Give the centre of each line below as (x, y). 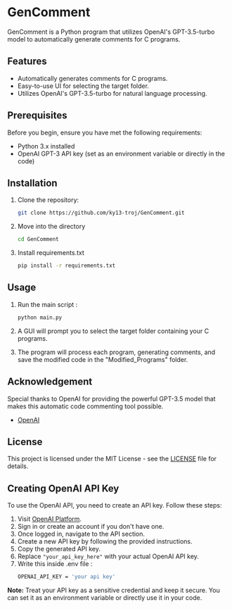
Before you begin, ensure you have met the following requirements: (105, 132)
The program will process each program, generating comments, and (116, 352)
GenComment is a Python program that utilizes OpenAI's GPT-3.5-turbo (111, 32)
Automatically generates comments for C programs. (92, 78)
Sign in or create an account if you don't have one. (91, 527)
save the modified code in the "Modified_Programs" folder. (103, 359)
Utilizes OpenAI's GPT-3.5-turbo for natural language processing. (112, 93)
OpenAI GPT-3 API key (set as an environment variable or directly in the (121, 153)
